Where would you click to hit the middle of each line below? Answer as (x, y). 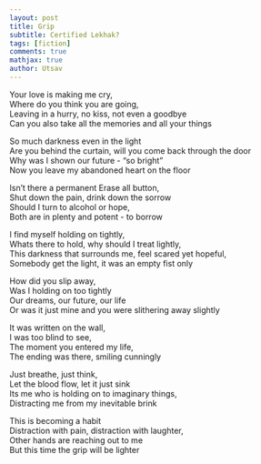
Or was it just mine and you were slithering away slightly (115, 309)
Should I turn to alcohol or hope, (70, 207)
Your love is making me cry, (61, 94)
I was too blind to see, (51, 337)
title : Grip (32, 26)
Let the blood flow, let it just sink (70, 384)
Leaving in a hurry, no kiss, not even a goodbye (98, 114)
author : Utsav (36, 69)
